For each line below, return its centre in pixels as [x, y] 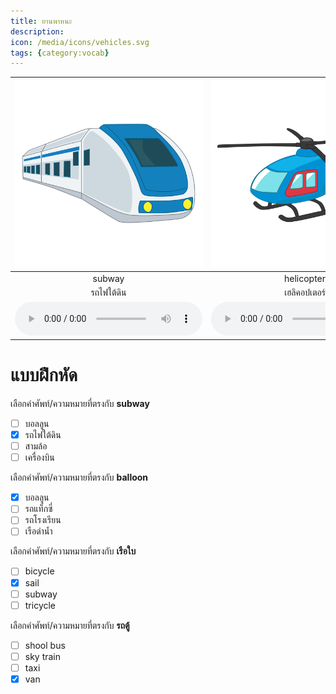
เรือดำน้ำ [38, 531]
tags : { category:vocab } [60, 53]
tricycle [40, 605]
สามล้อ [36, 446]
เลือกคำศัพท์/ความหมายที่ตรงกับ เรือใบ [73, 551]
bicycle [39, 571]
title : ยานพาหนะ [41, 21]
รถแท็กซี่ [38, 509]
